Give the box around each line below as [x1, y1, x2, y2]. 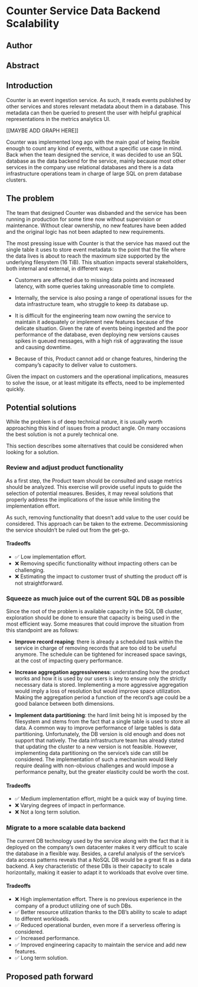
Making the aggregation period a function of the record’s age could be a [14, 694, 191, 701]
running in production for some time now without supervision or [6, 215, 161, 223]
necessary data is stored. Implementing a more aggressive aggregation [14, 681, 189, 688]
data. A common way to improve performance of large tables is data [14, 724, 181, 731]
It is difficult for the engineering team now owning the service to [14, 312, 171, 319]
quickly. [6, 385, 25, 392]
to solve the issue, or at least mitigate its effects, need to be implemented [6, 379, 185, 386]
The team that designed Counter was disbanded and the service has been [6, 209, 187, 216]
